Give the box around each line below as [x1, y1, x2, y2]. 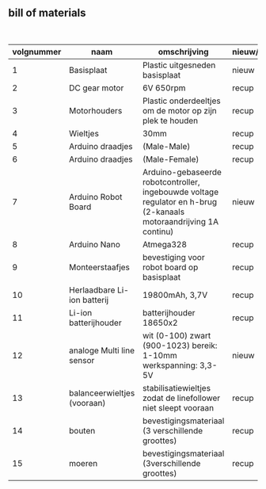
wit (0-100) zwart [142, 330, 211, 341]
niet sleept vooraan [142, 402, 215, 413]
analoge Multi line [68, 345, 135, 356]
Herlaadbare [68, 285, 116, 296]
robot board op [142, 262, 199, 273]
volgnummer [12, 46, 62, 57]
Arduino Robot [68, 191, 123, 202]
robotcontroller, [142, 176, 200, 187]
